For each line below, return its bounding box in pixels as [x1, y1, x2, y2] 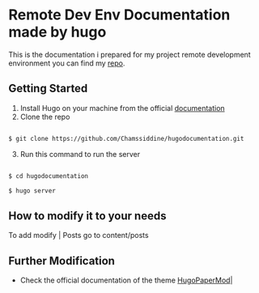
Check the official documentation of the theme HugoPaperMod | [19, 275, 233, 285]
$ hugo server [8, 186, 57, 195]
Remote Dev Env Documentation [8, 6, 231, 24]
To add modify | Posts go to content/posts [8, 231, 149, 240]
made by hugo [8, 23, 107, 41]
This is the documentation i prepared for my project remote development [8, 49, 251, 59]
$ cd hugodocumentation [8, 172, 89, 180]
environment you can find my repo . [8, 58, 125, 68]
